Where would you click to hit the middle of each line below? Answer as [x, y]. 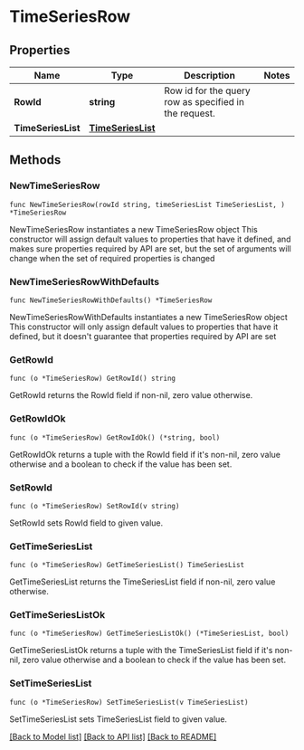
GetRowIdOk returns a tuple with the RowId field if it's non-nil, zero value [145, 454]
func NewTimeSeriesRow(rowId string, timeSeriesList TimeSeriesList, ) [147, 204]
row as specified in [204, 102]
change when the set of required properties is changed [112, 258]
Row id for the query [207, 90]
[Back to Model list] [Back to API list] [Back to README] [113, 736]
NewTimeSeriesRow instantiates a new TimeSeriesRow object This [133, 229]
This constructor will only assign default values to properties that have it [144, 327]
